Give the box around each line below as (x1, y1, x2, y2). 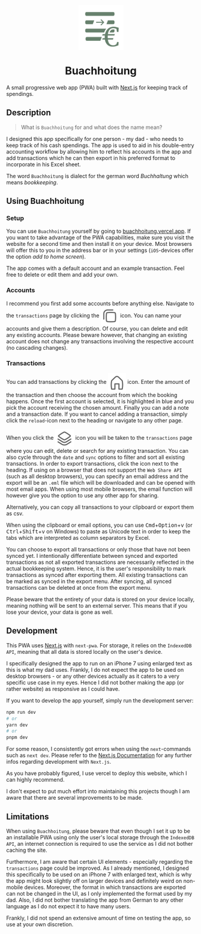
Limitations (6, 812, 49, 822)
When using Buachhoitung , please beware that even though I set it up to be (6, 827, 191, 835)
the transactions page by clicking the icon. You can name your (6, 311, 182, 319)
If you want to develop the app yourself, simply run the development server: (6, 696, 194, 704)
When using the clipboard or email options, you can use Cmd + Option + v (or (6, 521, 193, 529)
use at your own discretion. (6, 921, 74, 928)
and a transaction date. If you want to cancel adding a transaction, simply (6, 410, 188, 418)
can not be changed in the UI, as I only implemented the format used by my (6, 890, 193, 897)
